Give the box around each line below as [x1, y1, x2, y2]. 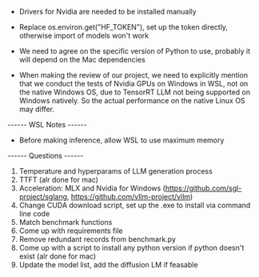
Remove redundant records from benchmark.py [18, 235, 177, 243]
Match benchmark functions [18, 218, 113, 227]
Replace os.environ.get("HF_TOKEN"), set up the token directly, [18, 22, 229, 31]
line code [18, 209, 50, 219]
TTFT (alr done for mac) [18, 175, 99, 184]
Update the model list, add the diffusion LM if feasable [18, 260, 198, 269]
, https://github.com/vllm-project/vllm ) [66, 192, 193, 201]
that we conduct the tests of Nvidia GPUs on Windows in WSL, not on [18, 79, 249, 88]
